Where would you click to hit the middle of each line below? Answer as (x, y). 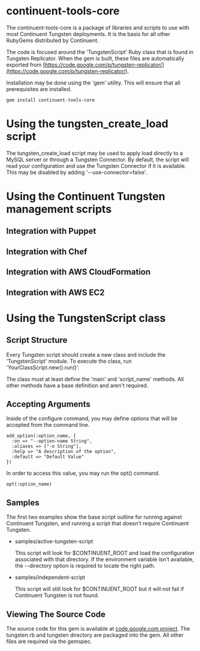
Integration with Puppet (51, 231)
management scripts (59, 210)
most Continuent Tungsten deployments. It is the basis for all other (88, 34)
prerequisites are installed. (39, 89)
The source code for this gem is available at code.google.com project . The (98, 629)
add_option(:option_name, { (41, 436)
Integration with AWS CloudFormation (78, 272)
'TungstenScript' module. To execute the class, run (69, 361)
